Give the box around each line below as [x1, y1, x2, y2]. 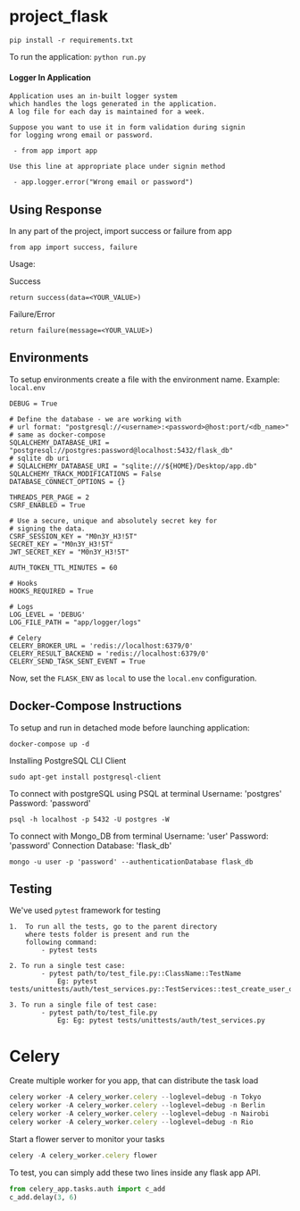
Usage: [9, 258, 36, 269]
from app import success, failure [9, 243, 138, 252]
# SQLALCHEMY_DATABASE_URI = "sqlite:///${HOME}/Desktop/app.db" [9, 462, 257, 471]
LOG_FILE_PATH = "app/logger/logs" [9, 618, 142, 627]
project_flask [9, 6, 109, 27]
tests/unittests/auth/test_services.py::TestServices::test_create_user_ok [9, 985, 297, 994]
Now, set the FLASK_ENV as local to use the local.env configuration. [9, 672, 257, 683]
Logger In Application [9, 71, 91, 82]
